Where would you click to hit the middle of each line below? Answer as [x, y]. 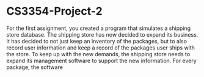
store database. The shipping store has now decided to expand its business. [102, 34]
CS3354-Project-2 [54, 11]
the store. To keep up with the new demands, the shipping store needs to [98, 54]
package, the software [35, 67]
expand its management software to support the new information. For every [101, 61]
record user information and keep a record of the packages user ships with [101, 48]
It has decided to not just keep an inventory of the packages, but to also [97, 41]
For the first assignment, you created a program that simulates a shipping [99, 28]
